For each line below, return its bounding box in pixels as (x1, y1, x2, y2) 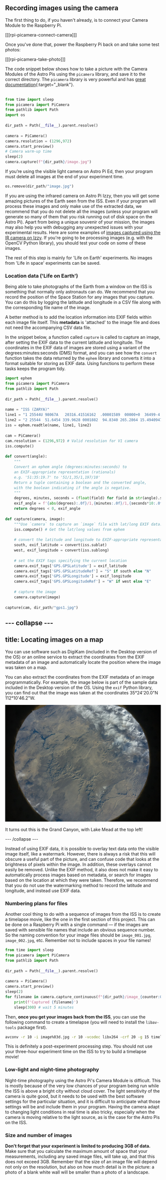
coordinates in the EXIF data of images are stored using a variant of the (5, 345, 150, 351)
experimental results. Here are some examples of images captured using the (5, 229, 161, 235)
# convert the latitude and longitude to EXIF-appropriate (14, 537, 138, 542)
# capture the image (14, 590, 56, 595)
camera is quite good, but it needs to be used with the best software (5, 1093, 144, 1099)
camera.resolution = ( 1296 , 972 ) (5, 138, 72, 144)
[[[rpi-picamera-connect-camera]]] (5, 32, 77, 38)
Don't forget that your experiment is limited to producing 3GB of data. (5, 1143, 151, 1149)
